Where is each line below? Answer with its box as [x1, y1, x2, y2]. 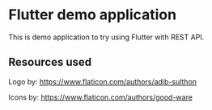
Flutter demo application [8, 6, 176, 24]
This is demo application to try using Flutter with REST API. [8, 32, 205, 42]
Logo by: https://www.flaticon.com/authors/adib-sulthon [8, 76, 197, 86]
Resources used [8, 55, 91, 69]
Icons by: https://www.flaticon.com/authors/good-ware [8, 92, 193, 102]
